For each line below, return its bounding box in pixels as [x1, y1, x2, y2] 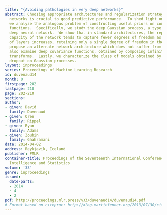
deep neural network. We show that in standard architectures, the [9, 30, 155, 35]
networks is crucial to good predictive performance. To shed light [9, 16, 157, 21]
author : [5, 100, 21, 105]
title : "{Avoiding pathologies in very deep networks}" [5, 7, 123, 12]
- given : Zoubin [5, 133, 39, 138]
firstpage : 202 [5, 81, 37, 86]
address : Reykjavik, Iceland [5, 147, 66, 152]
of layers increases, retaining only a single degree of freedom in [9, 40, 155, 45]
